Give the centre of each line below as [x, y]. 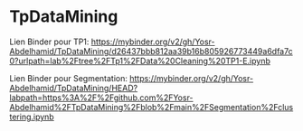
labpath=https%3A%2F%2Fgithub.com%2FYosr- [101, 98]
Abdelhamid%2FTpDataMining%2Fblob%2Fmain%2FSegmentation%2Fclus [151, 107]
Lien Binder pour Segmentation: [69, 78]
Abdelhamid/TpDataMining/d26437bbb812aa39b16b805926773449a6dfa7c [151, 51]
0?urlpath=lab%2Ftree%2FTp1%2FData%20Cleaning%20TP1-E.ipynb [140, 61]
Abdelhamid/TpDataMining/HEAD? [74, 88]
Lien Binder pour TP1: [49, 42]
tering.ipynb [32, 117]
